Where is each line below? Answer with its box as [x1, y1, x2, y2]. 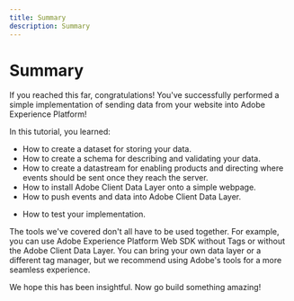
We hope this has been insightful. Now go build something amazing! [9, 282, 262, 293]
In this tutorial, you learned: [9, 127, 111, 137]
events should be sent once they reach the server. [22, 173, 209, 183]
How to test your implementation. [22, 208, 147, 220]
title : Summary [9, 13, 67, 22]
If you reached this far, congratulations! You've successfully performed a [9, 90, 280, 101]
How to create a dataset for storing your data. [22, 144, 192, 155]
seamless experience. [9, 264, 91, 275]
